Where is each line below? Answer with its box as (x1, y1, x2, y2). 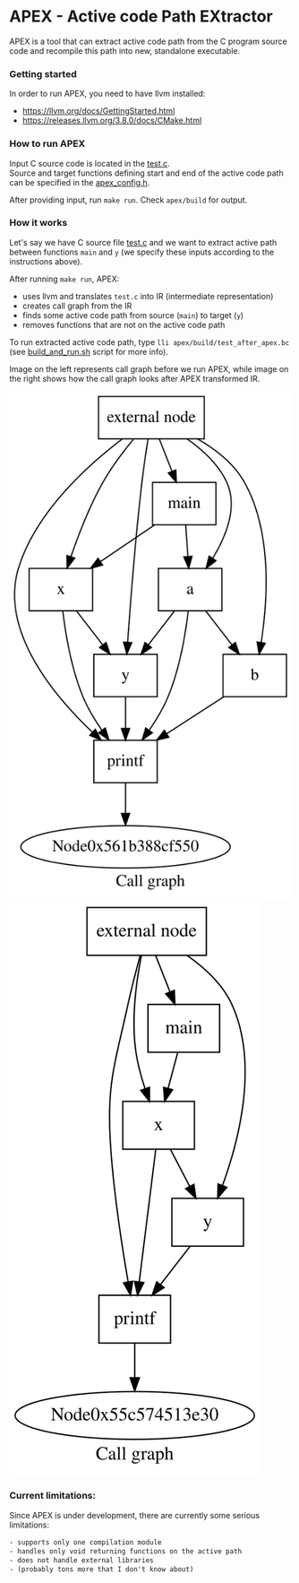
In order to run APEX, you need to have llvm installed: (9, 88, 206, 99)
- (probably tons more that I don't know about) (9, 1564, 194, 1574)
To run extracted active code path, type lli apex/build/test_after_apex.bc (9, 336, 290, 347)
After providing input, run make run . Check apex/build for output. (9, 195, 248, 205)
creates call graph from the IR (21, 300, 132, 311)
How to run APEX (9, 137, 86, 150)
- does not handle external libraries (9, 1555, 154, 1565)
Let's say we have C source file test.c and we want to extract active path (9, 237, 278, 247)
